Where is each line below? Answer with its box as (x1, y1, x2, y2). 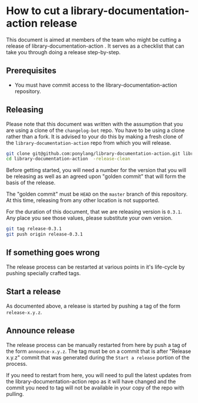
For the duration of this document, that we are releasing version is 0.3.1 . (6, 208, 183, 216)
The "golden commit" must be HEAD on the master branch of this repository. (6, 190, 188, 198)
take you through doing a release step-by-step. (6, 48, 121, 55)
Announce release (6, 326, 75, 336)
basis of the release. (6, 179, 56, 186)
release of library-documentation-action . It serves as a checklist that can (6, 42, 184, 49)
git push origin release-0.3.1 (6, 232, 83, 237)
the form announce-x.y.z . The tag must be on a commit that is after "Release (6, 348, 192, 355)
